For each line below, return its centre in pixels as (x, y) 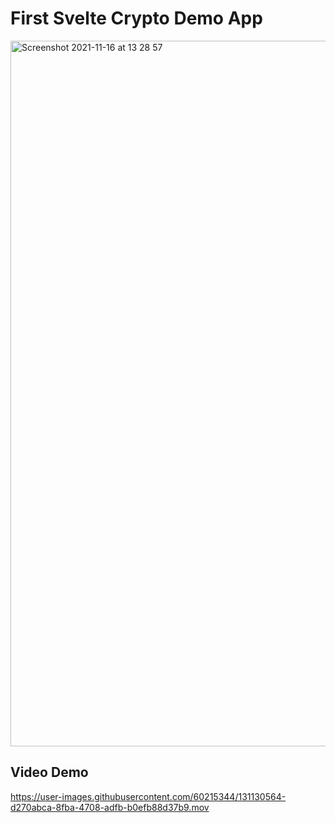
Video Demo (49, 772)
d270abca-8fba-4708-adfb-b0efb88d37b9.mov (110, 807)
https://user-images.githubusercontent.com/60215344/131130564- (148, 796)
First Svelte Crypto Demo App (136, 18)
